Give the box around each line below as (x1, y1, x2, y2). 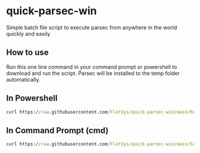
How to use (6, 48, 49, 58)
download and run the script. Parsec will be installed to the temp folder (6, 70, 180, 77)
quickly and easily (6, 30, 51, 37)
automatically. (6, 76, 40, 83)
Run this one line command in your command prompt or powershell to (6, 63, 177, 70)
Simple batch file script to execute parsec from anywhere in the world (6, 24, 177, 31)
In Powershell (6, 93, 58, 104)
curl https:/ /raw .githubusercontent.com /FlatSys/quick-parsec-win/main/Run (6, 109, 198, 115)
